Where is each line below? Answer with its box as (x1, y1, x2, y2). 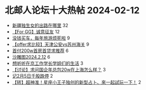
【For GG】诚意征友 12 (12, 28, 60, 34)
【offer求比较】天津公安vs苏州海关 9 (12, 41, 90, 47)
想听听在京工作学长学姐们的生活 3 (12, 60, 83, 66)
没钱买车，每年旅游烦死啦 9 (12, 35, 70, 41)
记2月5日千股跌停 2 (12, 73, 53, 79)
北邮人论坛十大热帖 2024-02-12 (5, 5, 140, 16)
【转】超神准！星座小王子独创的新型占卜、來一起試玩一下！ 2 (12, 79, 141, 85)
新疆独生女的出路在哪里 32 (12, 22, 68, 28)
